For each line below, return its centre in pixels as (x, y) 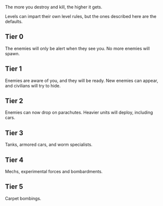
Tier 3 (14, 133)
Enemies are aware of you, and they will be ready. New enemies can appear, (81, 80)
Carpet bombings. (23, 198)
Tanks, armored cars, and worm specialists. (49, 144)
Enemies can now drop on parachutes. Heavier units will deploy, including (79, 112)
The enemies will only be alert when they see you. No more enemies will (77, 48)
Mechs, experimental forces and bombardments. (54, 172)
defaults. (14, 22)
